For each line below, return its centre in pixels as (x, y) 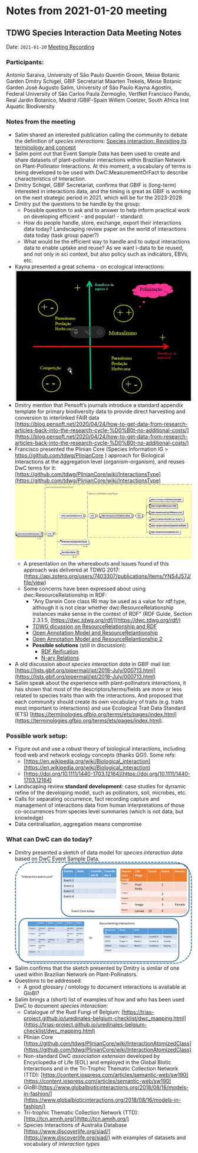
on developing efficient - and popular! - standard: (83, 216)
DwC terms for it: (35, 468)
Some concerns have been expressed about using (85, 589)
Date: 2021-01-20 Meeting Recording (50, 47)
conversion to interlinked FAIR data (57, 418)
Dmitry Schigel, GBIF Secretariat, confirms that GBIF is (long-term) (95, 185)
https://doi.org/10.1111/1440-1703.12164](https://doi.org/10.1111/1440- (108, 774)
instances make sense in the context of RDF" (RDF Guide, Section (112, 614)
